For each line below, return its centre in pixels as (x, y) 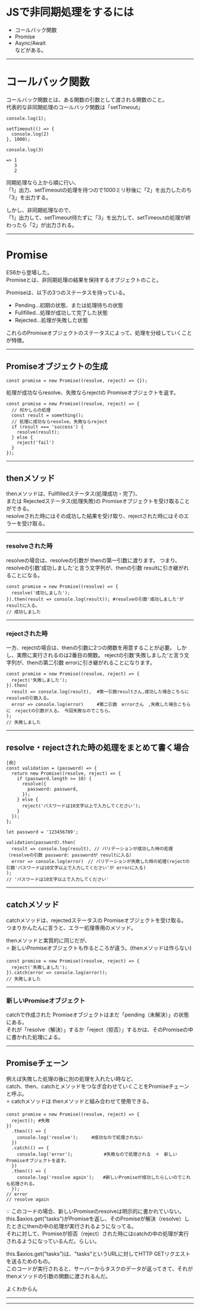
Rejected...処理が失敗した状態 (51, 320)
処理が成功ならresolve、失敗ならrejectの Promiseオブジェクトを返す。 (93, 392)
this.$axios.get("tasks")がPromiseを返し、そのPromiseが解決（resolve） (95, 1219)
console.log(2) (30, 134)
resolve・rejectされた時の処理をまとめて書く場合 (98, 748)
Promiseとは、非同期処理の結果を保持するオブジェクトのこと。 (84, 280)
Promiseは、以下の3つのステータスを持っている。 (67, 292)
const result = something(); (48, 415)
